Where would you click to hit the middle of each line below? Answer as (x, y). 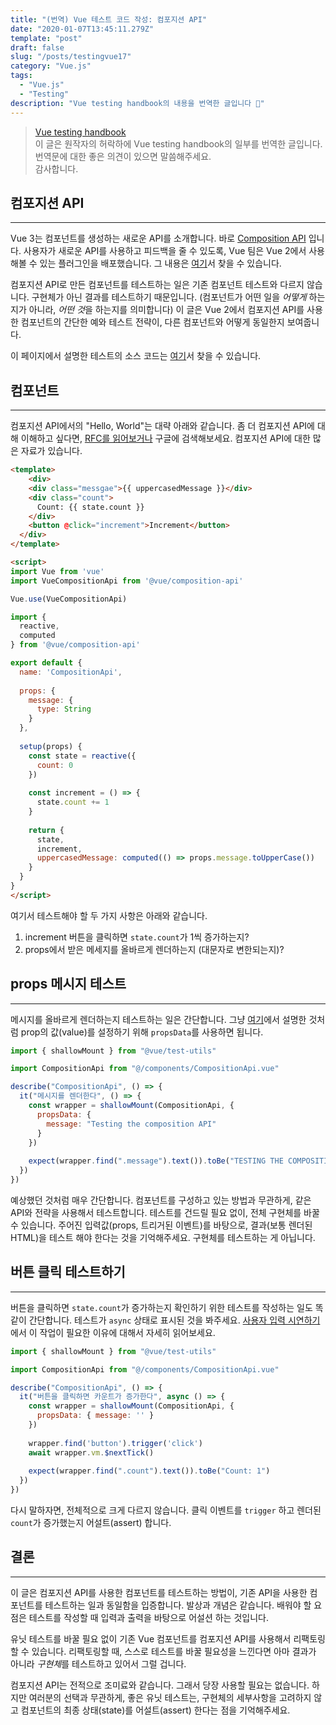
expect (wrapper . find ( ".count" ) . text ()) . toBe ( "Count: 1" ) (149, 1471)
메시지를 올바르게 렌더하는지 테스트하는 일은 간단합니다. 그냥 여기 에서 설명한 (158, 1019)
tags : (21, 76)
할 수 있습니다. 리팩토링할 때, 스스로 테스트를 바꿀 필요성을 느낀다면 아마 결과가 (163, 1651)
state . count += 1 (73, 802)
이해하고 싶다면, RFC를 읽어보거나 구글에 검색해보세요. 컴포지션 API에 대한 (165, 438)
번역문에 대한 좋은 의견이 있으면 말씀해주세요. (123, 156)
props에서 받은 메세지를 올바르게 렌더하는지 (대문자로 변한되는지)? (154, 949)
